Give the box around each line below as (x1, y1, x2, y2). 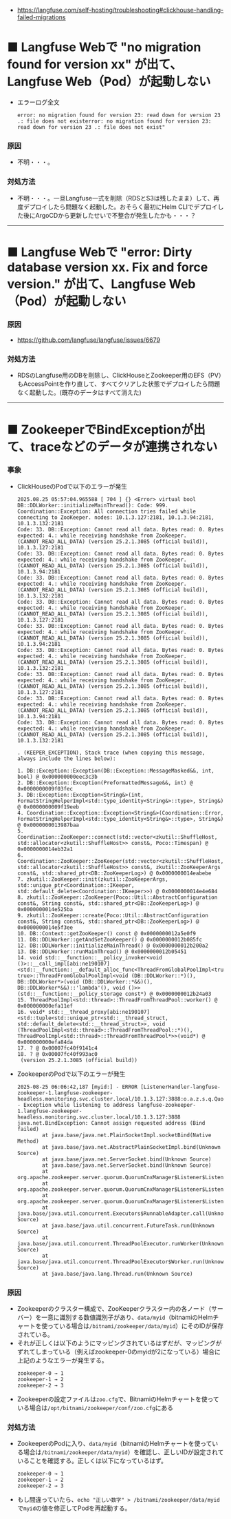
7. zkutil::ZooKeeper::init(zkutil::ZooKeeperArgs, (16, 875, 168, 883)
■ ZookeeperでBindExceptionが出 (7, 422, 206, 437)
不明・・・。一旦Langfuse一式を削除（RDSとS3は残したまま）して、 (16, 194, 214, 202)
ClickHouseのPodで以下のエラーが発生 (16, 482, 127, 490)
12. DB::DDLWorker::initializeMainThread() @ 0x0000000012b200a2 (16, 942, 208, 949)
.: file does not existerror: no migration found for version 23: (16, 117, 212, 125)
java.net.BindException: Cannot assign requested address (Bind (16, 1119, 206, 1126)
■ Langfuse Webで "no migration (7, 39, 201, 55)
